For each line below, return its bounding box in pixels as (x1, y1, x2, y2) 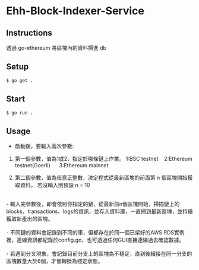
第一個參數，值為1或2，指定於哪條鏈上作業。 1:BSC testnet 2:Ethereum (14, 155, 193, 163)
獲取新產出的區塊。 (6, 215, 53, 223)
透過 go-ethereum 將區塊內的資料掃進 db (6, 45, 107, 51)
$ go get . (6, 77, 33, 84)
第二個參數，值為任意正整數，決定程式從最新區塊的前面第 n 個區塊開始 (14, 174, 188, 182)
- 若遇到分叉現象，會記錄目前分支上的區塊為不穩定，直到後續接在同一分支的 (6, 250, 192, 258)
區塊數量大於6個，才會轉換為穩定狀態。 (6, 258, 103, 265)
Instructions (6, 28, 52, 38)
